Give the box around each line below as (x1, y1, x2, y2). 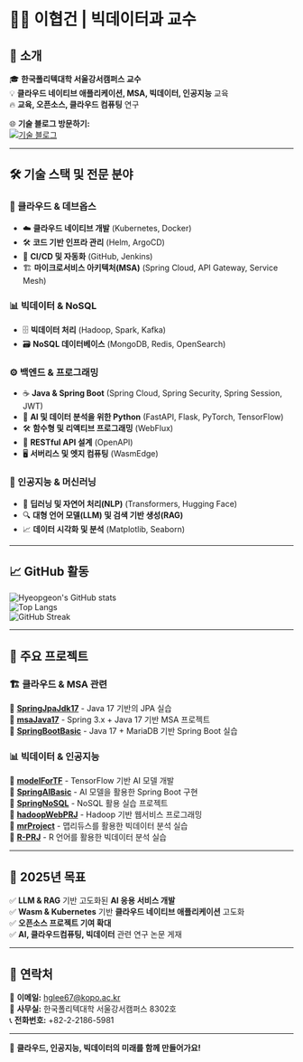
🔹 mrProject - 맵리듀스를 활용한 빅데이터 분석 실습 (9, 821, 188, 832)
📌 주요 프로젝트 (9, 648, 88, 663)
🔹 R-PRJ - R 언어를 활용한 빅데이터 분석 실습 (9, 832, 167, 842)
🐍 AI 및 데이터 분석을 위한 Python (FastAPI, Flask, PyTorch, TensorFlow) (22, 411, 284, 422)
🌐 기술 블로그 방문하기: (9, 118, 90, 128)
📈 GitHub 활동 (9, 563, 89, 579)
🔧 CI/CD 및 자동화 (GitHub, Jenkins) (22, 250, 153, 261)
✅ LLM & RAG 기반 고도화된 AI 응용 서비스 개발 (9, 895, 176, 906)
